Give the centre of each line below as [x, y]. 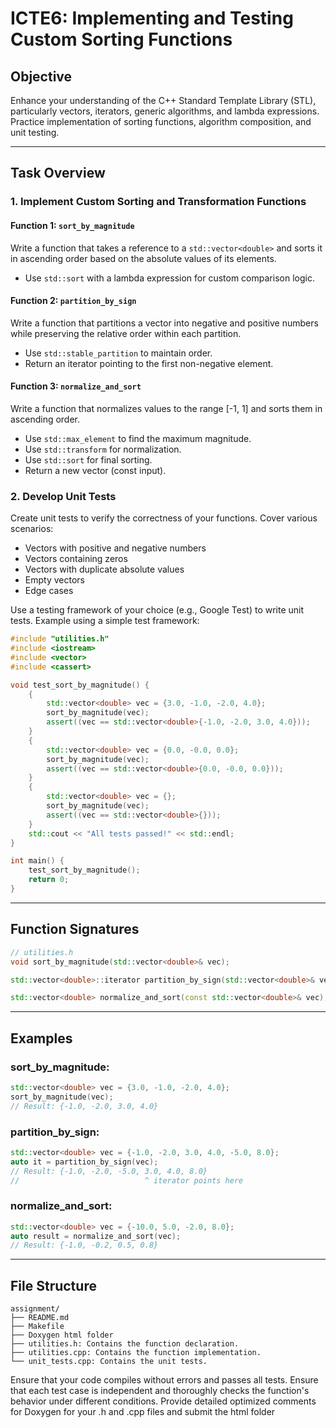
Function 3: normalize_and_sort [76, 386]
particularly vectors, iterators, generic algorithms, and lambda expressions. [165, 111]
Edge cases [49, 591]
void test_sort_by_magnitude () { [80, 685]
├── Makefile [37, 1327]
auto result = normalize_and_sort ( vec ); [96, 1236]
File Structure [53, 1285]
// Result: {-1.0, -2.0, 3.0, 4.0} [84, 1106]
